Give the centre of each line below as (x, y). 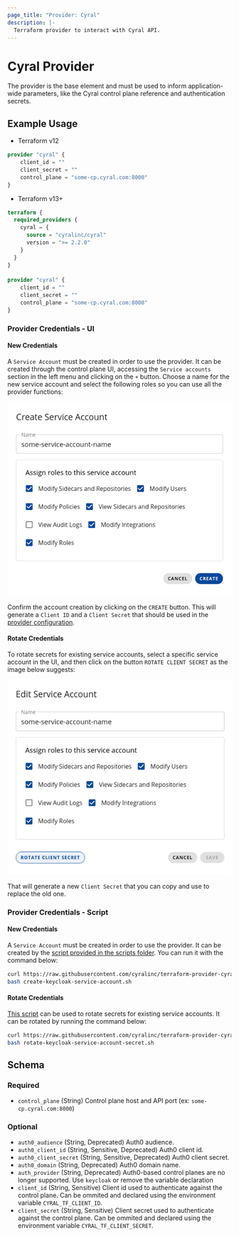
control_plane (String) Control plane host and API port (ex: (103, 1101)
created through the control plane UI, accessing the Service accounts (109, 369)
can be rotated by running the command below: (77, 1021)
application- (206, 86)
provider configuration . (41, 622)
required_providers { (46, 220)
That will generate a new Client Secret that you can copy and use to (108, 886)
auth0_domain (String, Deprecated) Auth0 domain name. (99, 1165)
